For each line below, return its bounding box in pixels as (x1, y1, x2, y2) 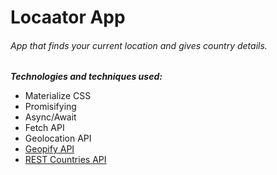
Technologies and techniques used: (10, 71, 163, 83)
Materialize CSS (24, 90, 92, 102)
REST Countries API (24, 154, 107, 166)
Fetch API (24, 122, 65, 134)
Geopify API (24, 143, 75, 155)
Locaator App (10, 6, 126, 29)
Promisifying (24, 101, 77, 113)
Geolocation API (24, 132, 92, 145)
